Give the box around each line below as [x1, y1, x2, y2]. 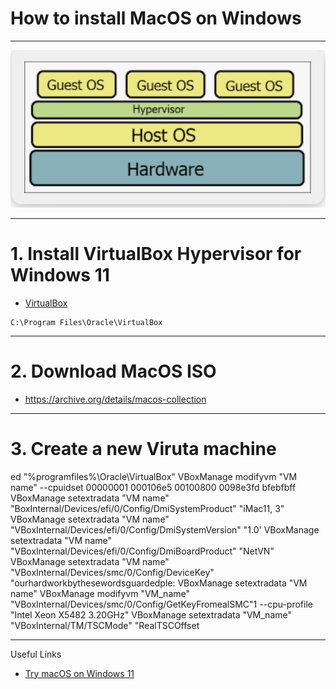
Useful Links [10, 648, 62, 660]
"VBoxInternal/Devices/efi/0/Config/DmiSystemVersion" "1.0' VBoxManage [10, 523, 320, 536]
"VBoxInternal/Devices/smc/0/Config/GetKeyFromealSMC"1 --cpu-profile [10, 598, 313, 610]
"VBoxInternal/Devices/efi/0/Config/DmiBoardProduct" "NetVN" [10, 545, 275, 557]
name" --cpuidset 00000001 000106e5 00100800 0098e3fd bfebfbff [10, 481, 297, 493]
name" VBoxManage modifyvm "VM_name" [10, 587, 190, 599]
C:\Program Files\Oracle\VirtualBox [10, 317, 163, 327]
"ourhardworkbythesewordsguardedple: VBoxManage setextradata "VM [10, 577, 308, 589]
